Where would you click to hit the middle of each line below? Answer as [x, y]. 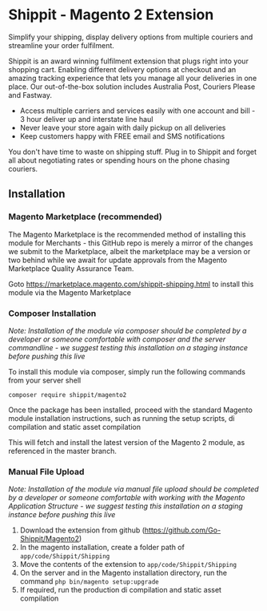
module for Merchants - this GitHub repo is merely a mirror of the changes [131, 243]
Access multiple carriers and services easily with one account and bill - [137, 111]
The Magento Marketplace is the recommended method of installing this [127, 234]
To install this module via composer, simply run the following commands [127, 371]
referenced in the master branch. [63, 451]
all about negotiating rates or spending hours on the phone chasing [119, 160]
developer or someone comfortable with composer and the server [117, 339]
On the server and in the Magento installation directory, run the [124, 573]
